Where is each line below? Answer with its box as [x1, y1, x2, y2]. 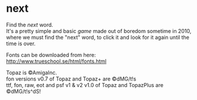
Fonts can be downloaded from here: [6, 51, 96, 58]
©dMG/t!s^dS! [6, 88, 41, 95]
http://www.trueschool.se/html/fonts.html [6, 58, 107, 65]
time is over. [6, 40, 36, 47]
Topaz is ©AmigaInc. [6, 69, 57, 76]
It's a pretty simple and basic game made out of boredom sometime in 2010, [6, 27, 192, 34]
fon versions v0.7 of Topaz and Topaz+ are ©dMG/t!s [6, 75, 137, 82]
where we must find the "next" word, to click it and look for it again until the [6, 34, 190, 41]
